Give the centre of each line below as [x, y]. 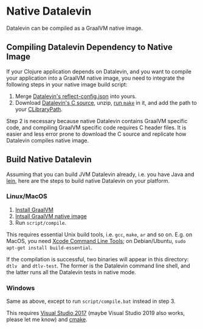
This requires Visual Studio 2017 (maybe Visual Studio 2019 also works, [96, 313]
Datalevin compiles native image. [48, 140]
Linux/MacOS [27, 196]
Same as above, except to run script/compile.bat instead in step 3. [91, 301]
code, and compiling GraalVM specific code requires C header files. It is [96, 127]
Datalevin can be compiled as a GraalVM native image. [74, 28]
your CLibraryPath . [39, 109]
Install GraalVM [34, 210]
